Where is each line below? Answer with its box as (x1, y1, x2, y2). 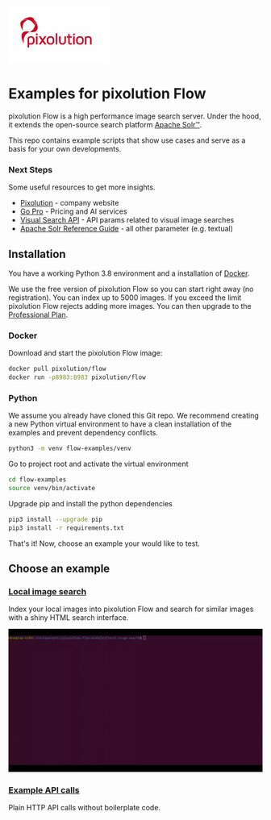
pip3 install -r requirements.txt (8, 523, 125, 532)
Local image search (8, 586, 87, 597)
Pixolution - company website (19, 198, 119, 208)
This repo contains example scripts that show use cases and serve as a (8, 135, 246, 145)
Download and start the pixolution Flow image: (8, 348, 163, 358)
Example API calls (8, 785, 80, 796)
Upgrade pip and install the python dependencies (8, 499, 173, 509)
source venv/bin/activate (8, 485, 95, 493)
